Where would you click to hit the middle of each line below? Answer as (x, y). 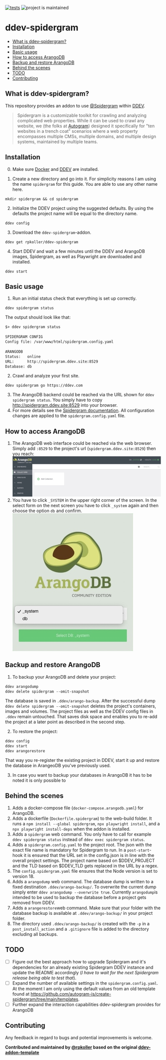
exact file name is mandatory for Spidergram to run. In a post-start (81, 850)
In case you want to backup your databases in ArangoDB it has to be (82, 775)
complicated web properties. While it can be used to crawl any (81, 120)
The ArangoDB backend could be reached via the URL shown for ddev (83, 395)
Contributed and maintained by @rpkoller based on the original (71, 1047)
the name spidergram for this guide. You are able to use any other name (85, 184)
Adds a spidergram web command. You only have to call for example (82, 834)
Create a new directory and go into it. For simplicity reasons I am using (84, 179)
